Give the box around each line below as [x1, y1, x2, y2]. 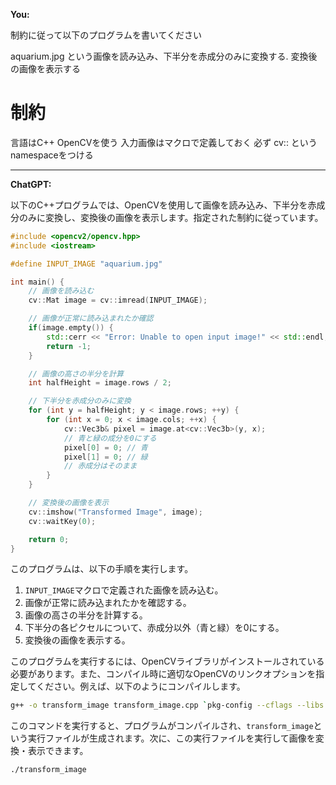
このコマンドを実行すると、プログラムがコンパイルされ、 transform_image [10, 720, 314, 732]
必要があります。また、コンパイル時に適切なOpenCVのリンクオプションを [10, 668, 317, 680]
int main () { [10, 277, 65, 287]
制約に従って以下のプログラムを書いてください [10, 29, 203, 41]
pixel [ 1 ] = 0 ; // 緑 [63, 452, 148, 462]
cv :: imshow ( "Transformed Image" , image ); [28, 507, 203, 517]
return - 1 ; [46, 341, 92, 351]
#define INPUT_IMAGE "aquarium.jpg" [10, 259, 163, 269]
